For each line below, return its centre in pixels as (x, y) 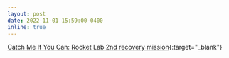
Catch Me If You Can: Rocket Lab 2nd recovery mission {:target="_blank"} (115, 47)
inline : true (27, 27)
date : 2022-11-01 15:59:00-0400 (55, 21)
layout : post (27, 14)
